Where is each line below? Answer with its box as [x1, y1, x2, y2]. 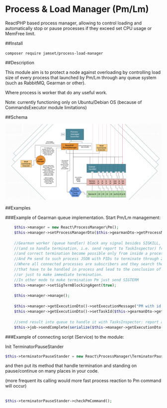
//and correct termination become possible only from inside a [14, 251, 148, 256]
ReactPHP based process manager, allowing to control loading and [5, 20, 142, 26]
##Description [5, 59, 35, 65]
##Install [5, 40, 23, 46]
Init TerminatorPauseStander [5, 343, 64, 350]
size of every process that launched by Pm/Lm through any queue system [5, 74, 157, 80]
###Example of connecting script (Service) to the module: [5, 334, 124, 340]
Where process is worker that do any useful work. [5, 89, 108, 95]
